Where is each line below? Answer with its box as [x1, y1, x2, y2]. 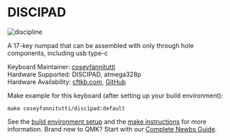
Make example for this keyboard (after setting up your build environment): [7, 91, 224, 100]
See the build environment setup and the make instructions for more [7, 117, 207, 126]
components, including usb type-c [7, 49, 109, 57]
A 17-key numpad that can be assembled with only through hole [7, 41, 194, 49]
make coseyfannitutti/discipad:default [7, 105, 126, 112]
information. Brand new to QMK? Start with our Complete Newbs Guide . [7, 124, 217, 133]
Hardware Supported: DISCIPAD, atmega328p [7, 70, 142, 78]
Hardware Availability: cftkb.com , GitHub [7, 77, 126, 86]
